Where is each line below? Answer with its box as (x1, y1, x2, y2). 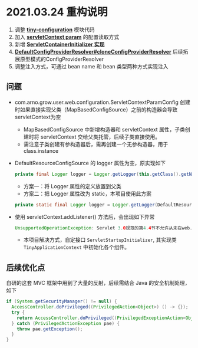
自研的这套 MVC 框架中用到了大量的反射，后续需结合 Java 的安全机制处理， (6, 280, 190, 287)
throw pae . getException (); (16, 326, 83, 332)
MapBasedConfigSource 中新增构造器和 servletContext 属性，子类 (23, 126, 186, 133)
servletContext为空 (14, 113, 61, 120)
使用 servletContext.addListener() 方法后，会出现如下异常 (14, 213, 155, 220)
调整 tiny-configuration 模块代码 (14, 26, 95, 33)
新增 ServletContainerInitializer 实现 (14, 41, 105, 48)
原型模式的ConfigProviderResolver (19, 55, 104, 63)
